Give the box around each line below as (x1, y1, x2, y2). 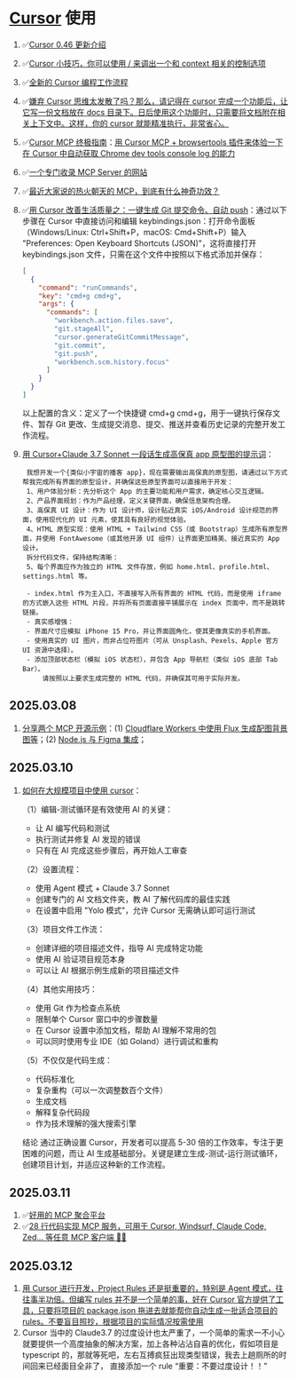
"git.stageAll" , (54, 325, 114, 334)
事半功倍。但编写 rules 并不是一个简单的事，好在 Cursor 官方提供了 (29, 1294, 277, 1305)
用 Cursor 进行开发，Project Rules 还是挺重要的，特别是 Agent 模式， (21, 1283, 277, 1294)
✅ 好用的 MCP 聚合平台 (21, 1209, 106, 1221)
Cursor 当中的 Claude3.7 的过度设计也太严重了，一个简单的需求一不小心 (21, 1327, 285, 1338)
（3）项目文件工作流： (21, 923, 106, 934)
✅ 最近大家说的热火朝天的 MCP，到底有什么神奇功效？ (21, 186, 220, 196)
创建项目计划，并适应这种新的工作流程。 (21, 1159, 170, 1169)
